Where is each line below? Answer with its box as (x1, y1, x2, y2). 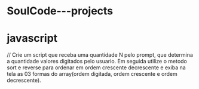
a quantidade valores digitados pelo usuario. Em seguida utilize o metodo (7, 58, 188, 65)
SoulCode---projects (7, 4, 114, 18)
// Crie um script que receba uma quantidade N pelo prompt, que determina (7, 51, 194, 59)
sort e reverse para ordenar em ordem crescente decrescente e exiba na (7, 64, 186, 71)
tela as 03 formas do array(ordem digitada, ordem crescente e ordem (7, 70, 178, 78)
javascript (7, 32, 58, 45)
